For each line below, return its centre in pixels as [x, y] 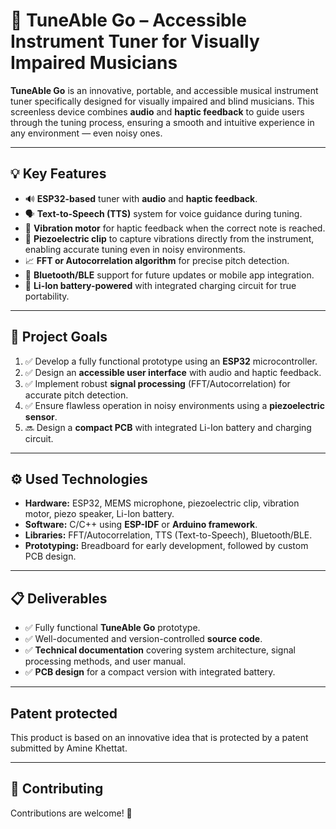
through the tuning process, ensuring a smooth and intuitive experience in [162, 122]
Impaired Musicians [94, 63]
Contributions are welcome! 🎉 [71, 813]
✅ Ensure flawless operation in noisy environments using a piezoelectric [174, 405]
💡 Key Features [58, 174]
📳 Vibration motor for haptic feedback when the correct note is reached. [175, 228]
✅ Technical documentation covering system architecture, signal [160, 650]
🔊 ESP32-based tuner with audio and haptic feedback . [141, 198]
